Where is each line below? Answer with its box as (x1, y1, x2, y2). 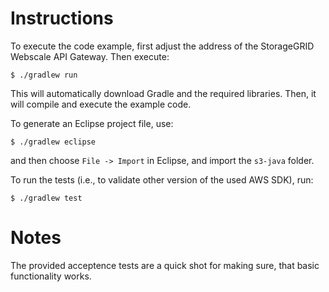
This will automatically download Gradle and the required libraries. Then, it (10, 87, 317, 99)
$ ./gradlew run (10, 70, 78, 80)
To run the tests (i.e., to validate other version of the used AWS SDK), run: (10, 173, 314, 186)
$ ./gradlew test (10, 193, 83, 203)
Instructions (10, 7, 114, 30)
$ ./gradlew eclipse (10, 137, 97, 147)
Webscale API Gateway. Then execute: (10, 50, 170, 62)
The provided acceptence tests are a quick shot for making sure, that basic (10, 259, 320, 271)
